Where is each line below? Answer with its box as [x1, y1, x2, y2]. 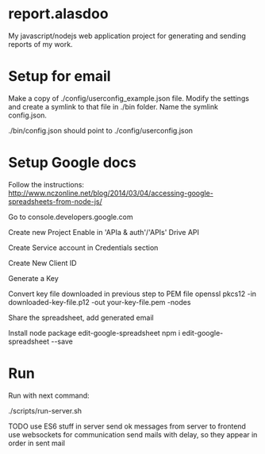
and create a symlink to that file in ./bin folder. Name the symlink [8, 102, 218, 111]
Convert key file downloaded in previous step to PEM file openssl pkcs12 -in [8, 289, 256, 298]
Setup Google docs [8, 154, 136, 171]
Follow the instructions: [8, 179, 85, 189]
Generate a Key [8, 273, 60, 283]
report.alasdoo [8, 5, 109, 23]
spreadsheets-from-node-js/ [8, 196, 102, 206]
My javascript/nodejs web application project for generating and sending [8, 31, 246, 40]
